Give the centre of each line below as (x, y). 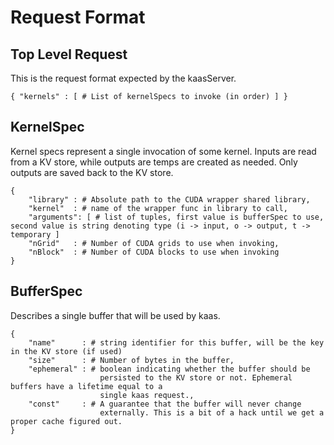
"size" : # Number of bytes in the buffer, (131, 360)
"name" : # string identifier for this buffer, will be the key (176, 342)
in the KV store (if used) (66, 351)
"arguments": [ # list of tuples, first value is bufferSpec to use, (176, 217)
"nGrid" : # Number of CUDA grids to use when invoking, (154, 243)
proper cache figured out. (66, 421)
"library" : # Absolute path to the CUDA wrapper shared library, (169, 199)
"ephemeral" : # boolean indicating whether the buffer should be (169, 369)
